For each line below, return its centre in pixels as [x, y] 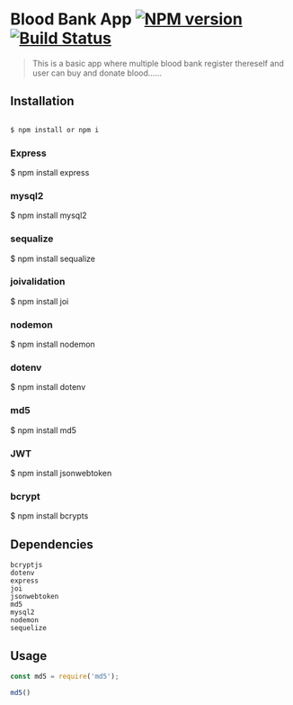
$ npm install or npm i [55, 130]
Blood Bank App [71, 19]
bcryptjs [27, 565]
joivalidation [38, 282]
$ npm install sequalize [53, 258]
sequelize [29, 628]
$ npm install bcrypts [49, 516]
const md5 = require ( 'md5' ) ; [65, 676]
